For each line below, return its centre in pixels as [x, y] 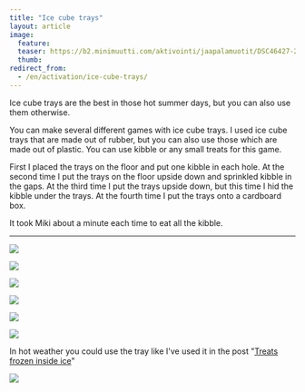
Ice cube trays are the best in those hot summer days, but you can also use [150, 103]
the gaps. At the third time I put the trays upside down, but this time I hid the [151, 186]
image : [22, 34]
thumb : [30, 60]
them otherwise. [40, 112]
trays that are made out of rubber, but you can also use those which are [143, 139]
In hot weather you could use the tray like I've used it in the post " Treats [144, 351]
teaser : [32, 52]
